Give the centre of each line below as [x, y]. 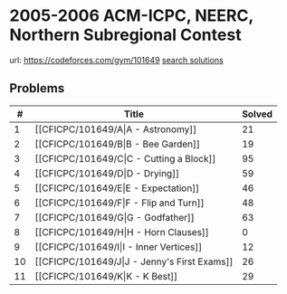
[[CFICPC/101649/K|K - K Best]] [106, 276]
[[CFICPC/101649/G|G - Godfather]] [115, 217]
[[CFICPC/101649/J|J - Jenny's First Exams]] [134, 261]
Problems [37, 88]
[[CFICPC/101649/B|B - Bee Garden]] [118, 144]
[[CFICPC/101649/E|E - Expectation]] [117, 188]
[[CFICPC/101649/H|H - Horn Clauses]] [122, 232]
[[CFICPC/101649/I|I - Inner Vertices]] [119, 247]
